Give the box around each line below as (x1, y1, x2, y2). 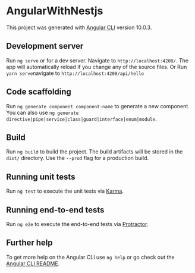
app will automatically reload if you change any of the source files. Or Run (6, 63, 187, 70)
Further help (6, 238, 54, 248)
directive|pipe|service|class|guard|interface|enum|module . (6, 115, 157, 123)
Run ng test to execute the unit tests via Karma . (6, 187, 124, 194)
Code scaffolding (6, 87, 71, 97)
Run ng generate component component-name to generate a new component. (6, 102, 190, 109)
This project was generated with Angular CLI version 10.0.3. (6, 24, 152, 31)
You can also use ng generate (6, 109, 79, 116)
